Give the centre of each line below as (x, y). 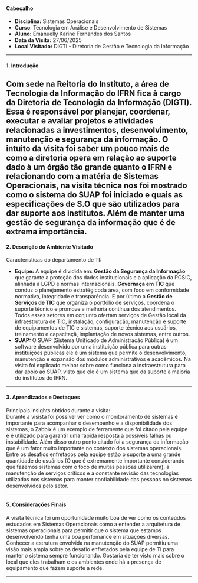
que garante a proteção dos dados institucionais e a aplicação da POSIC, (103, 278)
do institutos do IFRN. (41, 378)
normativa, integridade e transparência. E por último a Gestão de (93, 297)
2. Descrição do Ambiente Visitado (49, 247)
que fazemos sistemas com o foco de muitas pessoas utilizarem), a (88, 467)
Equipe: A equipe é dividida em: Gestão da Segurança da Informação (100, 271)
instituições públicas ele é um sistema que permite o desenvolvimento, (100, 353)
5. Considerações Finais (36, 504)
